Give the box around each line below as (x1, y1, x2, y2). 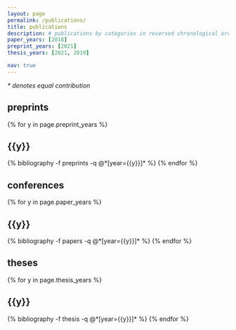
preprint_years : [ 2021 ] (7, 43, 77, 50)
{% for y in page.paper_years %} (7, 198, 102, 207)
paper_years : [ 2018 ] (7, 36, 68, 43)
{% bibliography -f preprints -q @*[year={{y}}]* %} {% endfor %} (7, 159, 198, 167)
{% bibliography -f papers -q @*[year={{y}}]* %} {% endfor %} (7, 237, 192, 245)
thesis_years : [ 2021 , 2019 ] (7, 50, 90, 57)
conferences (7, 179, 65, 191)
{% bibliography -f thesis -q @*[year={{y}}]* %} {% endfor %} (7, 315, 190, 323)
